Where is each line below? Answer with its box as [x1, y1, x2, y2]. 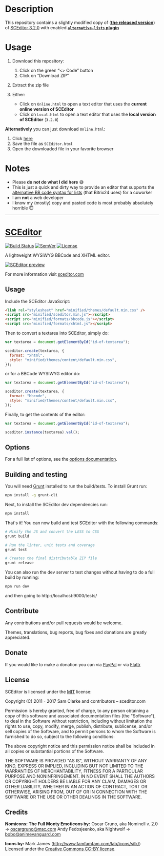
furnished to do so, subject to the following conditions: [5, 734, 115, 739]
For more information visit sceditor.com [5, 271, 84, 277]
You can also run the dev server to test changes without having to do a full [5, 570, 155, 575]
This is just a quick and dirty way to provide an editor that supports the [12, 184, 155, 190]
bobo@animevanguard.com [5, 831, 61, 837]
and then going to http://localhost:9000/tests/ [5, 593, 97, 599]
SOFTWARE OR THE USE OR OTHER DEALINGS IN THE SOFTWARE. [5, 794, 142, 800]
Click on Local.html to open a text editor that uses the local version [19, 111, 156, 117]
